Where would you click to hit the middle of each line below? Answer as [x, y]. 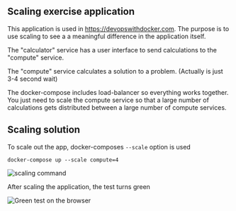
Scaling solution [44, 130]
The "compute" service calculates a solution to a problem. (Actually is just [115, 71]
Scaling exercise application [71, 12]
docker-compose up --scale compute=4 [63, 160]
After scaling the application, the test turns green [79, 186]
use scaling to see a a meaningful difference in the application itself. [107, 36]
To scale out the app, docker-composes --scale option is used [99, 147]
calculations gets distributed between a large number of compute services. [117, 107]
